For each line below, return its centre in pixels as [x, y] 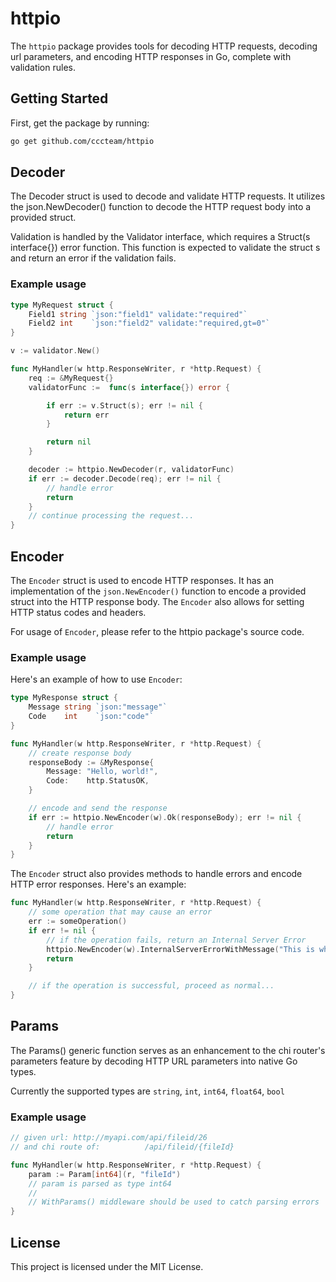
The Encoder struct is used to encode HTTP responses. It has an [142, 581]
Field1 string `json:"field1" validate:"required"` [138, 314]
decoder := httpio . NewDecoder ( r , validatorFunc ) [131, 470]
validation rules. [43, 67]
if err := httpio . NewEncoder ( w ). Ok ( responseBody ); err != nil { [165, 817]
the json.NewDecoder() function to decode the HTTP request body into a [161, 207]
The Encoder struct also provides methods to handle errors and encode [156, 874]
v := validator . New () [55, 351]
